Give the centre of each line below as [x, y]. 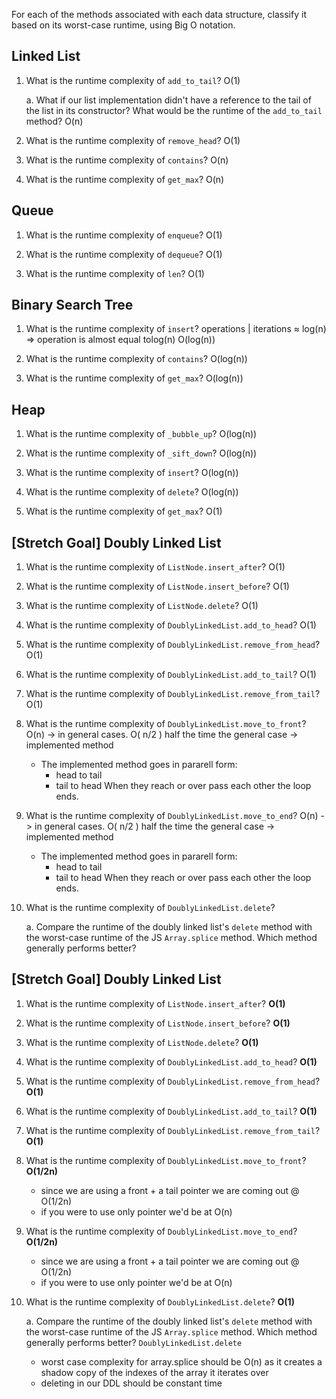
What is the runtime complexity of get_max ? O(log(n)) [134, 378]
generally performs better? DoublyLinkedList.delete [134, 1342]
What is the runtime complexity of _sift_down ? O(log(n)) [141, 453]
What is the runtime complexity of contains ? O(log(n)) [136, 359]
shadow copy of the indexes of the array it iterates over [154, 1372]
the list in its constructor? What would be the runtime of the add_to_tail [174, 110]
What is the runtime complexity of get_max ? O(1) [124, 511]
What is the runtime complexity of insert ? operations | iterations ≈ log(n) [176, 329]
